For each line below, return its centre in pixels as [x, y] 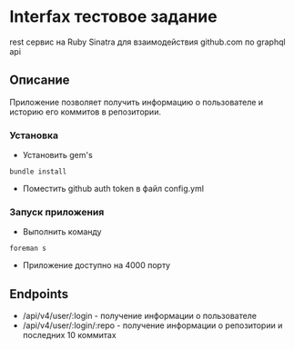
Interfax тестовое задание [113, 17]
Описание [40, 80]
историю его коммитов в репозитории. [86, 112]
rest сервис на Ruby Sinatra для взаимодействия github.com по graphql [147, 42]
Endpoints [39, 294]
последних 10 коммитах [69, 335]
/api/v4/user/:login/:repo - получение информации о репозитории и [152, 325]
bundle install [38, 172]
